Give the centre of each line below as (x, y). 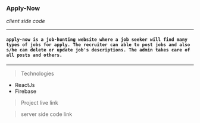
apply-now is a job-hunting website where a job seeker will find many (97, 40)
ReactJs (25, 85)
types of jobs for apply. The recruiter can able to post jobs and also (98, 45)
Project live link (39, 102)
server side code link (46, 114)
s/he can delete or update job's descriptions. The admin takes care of (98, 50)
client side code (26, 21)
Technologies (37, 73)
